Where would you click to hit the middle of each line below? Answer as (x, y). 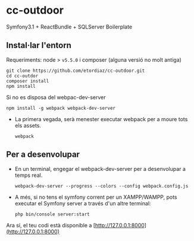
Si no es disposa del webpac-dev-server (56, 97)
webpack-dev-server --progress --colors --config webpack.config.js (101, 186)
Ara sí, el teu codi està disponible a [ (51, 225)
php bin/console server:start (52, 214)
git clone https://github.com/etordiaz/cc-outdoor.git (76, 71)
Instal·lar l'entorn (39, 45)
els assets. (28, 125)
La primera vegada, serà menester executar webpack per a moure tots (101, 119)
